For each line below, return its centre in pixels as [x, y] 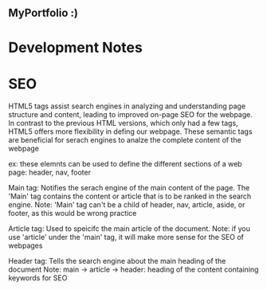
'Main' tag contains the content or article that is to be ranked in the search [130, 196]
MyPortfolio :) [43, 13]
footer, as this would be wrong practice [73, 213]
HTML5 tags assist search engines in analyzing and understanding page [127, 106]
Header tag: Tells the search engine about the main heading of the [117, 261]
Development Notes [76, 47]
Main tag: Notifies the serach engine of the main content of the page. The [129, 187]
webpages [26, 245]
